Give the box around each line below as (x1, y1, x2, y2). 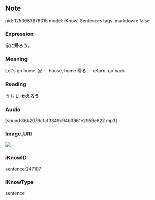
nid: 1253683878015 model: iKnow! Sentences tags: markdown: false (5, 17, 150, 23)
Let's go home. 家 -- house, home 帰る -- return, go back (5, 68, 126, 74)
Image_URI (5, 130, 32, 137)
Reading (5, 81, 26, 88)
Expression (5, 30, 34, 37)
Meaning (5, 55, 28, 63)
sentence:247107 (5, 165, 42, 172)
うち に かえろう (5, 93, 39, 99)
